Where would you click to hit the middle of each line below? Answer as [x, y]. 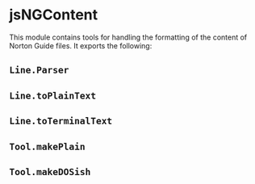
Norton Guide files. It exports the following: [81, 45]
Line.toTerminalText [61, 121]
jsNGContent [54, 15]
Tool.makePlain [47, 146]
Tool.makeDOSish [50, 171]
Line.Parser [39, 70]
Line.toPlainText [52, 96]
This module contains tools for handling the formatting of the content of [128, 37]
